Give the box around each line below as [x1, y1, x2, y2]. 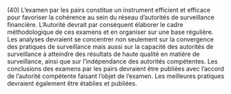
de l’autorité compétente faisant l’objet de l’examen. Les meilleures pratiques [7, 72, 225, 80]
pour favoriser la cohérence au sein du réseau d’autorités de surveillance [7, 13, 215, 21]
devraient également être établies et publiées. [7, 79, 138, 87]
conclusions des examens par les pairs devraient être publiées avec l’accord [7, 65, 224, 73]
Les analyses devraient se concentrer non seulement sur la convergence [7, 35, 214, 44]
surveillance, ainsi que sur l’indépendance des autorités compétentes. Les [7, 57, 219, 65]
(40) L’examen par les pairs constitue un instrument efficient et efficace [7, 6, 211, 14]
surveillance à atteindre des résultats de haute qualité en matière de [7, 50, 200, 58]
